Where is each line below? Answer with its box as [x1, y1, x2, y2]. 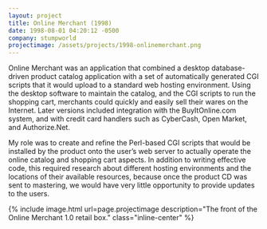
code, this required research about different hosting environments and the [8, 164, 252, 173]
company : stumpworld [8, 34, 77, 42]
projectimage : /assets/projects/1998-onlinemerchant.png [8, 41, 202, 49]
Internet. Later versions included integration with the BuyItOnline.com [8, 105, 237, 116]
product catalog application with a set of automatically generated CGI [30, 72, 259, 81]
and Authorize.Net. [8, 123, 70, 132]
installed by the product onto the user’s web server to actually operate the [8, 147, 251, 156]
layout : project [8, 11, 62, 20]
